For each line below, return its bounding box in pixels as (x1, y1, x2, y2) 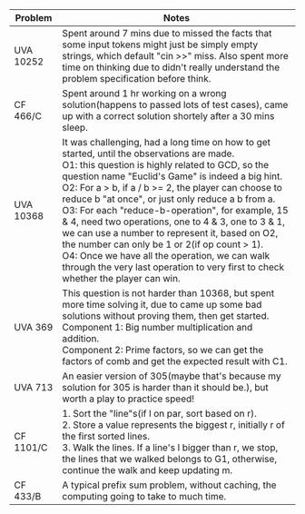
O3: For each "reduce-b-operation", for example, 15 (62, 204, 289, 216)
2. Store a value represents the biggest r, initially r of (62, 419, 286, 430)
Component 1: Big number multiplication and (62, 321, 253, 333)
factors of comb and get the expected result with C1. (62, 355, 288, 367)
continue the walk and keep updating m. (62, 464, 233, 476)
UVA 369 (14, 321, 54, 333)
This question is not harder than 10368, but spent (62, 287, 275, 299)
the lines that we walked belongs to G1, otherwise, (62, 453, 278, 465)
